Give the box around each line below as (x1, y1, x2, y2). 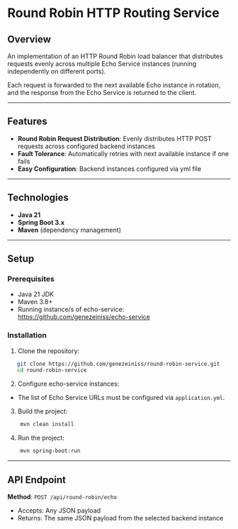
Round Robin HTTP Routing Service (7, 5, 220, 21)
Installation (7, 330, 47, 340)
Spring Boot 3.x (17, 218, 65, 226)
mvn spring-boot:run (20, 447, 81, 455)
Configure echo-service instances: (17, 379, 120, 388)
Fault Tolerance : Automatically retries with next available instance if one (17, 149, 229, 157)
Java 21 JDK (17, 290, 55, 299)
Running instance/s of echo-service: (17, 305, 125, 313)
